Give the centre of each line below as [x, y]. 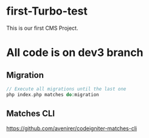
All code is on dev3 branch [75, 53]
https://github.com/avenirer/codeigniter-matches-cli [72, 128]
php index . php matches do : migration [53, 95]
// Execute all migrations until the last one [66, 89]
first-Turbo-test [47, 11]
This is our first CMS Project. [42, 28]
